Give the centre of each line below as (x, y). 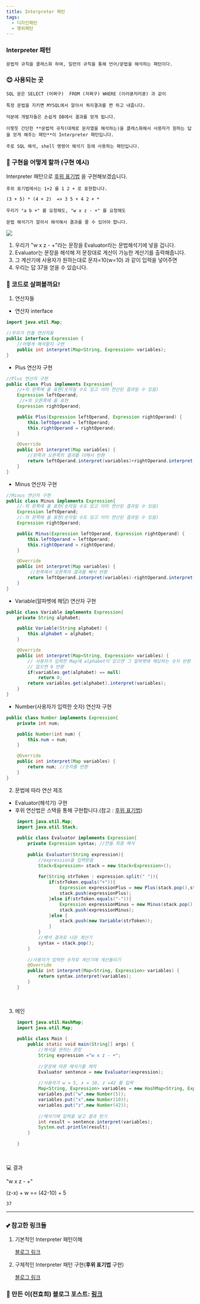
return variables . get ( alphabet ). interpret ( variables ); (97, 684)
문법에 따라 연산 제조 (39, 790)
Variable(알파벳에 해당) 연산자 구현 (55, 601)
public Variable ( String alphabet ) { (62, 628)
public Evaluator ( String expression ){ (76, 854)
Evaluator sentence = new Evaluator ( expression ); (101, 1072)
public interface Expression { (45, 339)
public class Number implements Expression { (62, 717)
